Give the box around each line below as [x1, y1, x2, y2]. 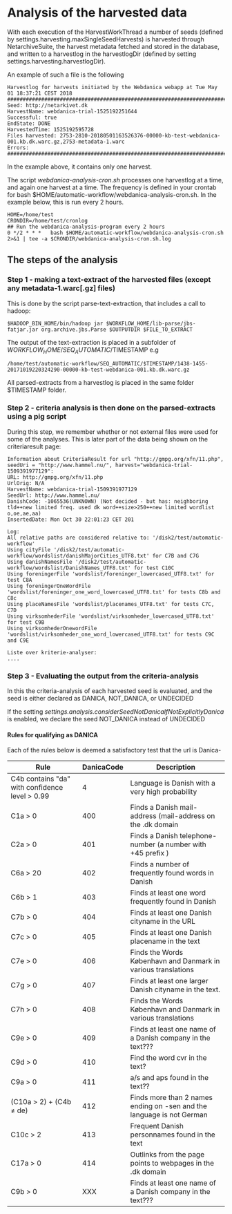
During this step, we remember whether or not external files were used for [7, 427, 219, 436]
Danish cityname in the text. [130, 985, 221, 994]
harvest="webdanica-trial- [115, 462, 193, 468]
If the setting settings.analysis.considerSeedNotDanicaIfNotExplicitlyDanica [7, 708, 224, 716]
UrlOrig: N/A [7, 480, 45, 486]
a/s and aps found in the [130, 1073, 209, 1083]
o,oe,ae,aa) [7, 510, 41, 517]
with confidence [10, 783, 64, 793]
